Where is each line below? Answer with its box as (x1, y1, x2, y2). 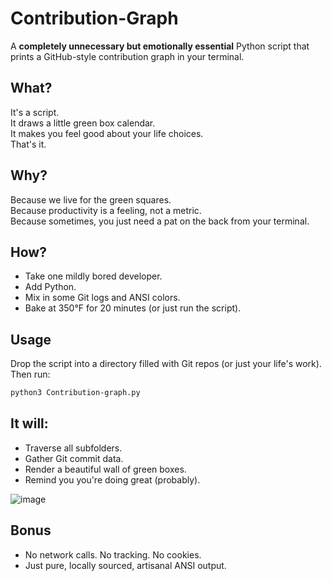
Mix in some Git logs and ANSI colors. (24, 292, 181, 304)
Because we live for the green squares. (10, 193, 172, 206)
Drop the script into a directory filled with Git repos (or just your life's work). (10, 358, 322, 370)
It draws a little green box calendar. (10, 117, 156, 129)
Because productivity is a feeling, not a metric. (10, 204, 202, 216)
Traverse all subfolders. (24, 442, 123, 454)
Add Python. (24, 281, 77, 293)
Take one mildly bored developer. (24, 270, 163, 282)
